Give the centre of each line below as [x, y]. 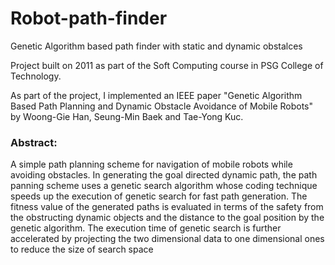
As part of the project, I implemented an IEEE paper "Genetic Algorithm [156, 95]
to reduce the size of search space [82, 249]
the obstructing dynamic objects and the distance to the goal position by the [167, 218]
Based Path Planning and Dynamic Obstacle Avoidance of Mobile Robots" [162, 106]
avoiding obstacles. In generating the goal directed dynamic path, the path [164, 175]
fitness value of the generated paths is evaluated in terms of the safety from [167, 207]
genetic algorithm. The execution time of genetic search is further [146, 228]
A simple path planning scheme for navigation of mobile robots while [151, 164]
